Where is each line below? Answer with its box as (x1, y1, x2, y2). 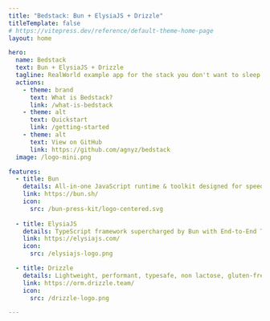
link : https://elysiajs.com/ (22, 234, 121, 243)
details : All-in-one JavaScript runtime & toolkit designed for (22, 182, 243, 191)
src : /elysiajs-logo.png (29, 250, 113, 258)
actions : (15, 78, 45, 87)
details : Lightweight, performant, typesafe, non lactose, (22, 271, 225, 279)
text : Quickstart (29, 116, 88, 124)
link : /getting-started (29, 124, 110, 132)
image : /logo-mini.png (15, 153, 92, 161)
